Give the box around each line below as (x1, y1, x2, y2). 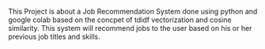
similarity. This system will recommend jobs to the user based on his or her (8, 24, 252, 32)
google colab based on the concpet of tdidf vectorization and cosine (8, 15, 232, 24)
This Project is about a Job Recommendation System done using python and (8, 7, 258, 16)
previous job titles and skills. (8, 32, 100, 41)
